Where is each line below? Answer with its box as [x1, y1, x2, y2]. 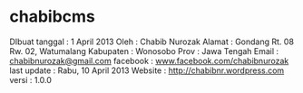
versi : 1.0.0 [9, 74, 53, 85]
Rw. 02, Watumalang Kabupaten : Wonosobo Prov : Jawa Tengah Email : [9, 45, 279, 56]
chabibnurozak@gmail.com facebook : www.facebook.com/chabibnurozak [9, 55, 289, 66]
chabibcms [9, 6, 95, 27]
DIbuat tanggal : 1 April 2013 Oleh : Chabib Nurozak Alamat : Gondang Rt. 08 [9, 36, 295, 47]
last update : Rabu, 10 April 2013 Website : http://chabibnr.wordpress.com [9, 65, 285, 76]
